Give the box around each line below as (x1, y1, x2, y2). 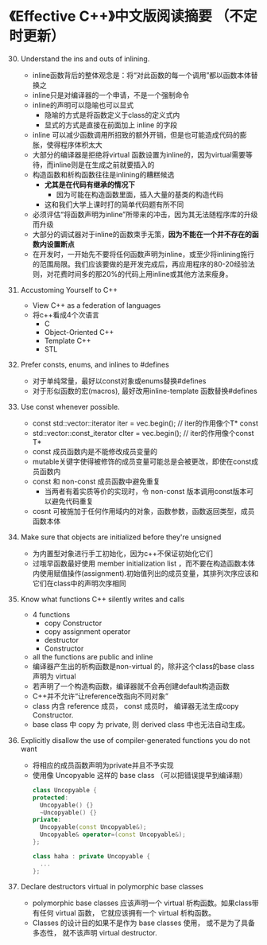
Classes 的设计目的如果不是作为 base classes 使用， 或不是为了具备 (32, 918, 255, 927)
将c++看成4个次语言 (32, 309, 100, 319)
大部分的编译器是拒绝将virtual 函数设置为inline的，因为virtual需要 (32, 150, 246, 159)
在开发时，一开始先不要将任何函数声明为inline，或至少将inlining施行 (32, 249, 255, 259)
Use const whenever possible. (20, 402, 120, 411)
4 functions (32, 609, 71, 619)
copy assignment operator (44, 626, 131, 636)
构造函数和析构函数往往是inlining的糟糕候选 (32, 169, 175, 179)
